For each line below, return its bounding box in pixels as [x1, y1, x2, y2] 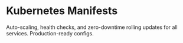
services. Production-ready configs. [6, 29, 94, 37]
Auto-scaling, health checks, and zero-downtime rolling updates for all [6, 24, 178, 31]
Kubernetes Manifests [6, 4, 118, 18]
